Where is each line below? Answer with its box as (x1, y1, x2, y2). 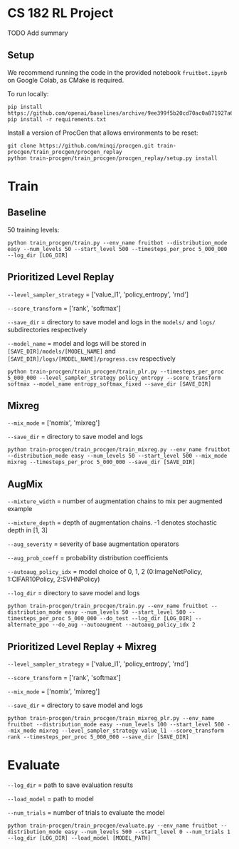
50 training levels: (7, 225, 60, 234)
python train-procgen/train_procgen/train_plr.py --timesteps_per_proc (7, 368, 224, 375)
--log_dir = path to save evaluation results (7, 781, 134, 789)
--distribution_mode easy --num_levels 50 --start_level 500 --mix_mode (7, 453, 228, 460)
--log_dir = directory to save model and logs (7, 589, 140, 597)
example (7, 505, 33, 513)
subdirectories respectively (7, 325, 87, 334)
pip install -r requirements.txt (7, 115, 107, 123)
